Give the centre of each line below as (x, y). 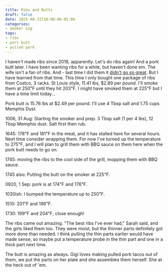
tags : (11, 33)
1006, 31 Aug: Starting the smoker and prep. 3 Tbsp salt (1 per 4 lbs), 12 (79, 118)
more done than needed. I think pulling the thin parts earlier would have (79, 234)
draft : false (19, 15)
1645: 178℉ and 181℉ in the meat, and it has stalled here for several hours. (83, 133)
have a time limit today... (30, 94)
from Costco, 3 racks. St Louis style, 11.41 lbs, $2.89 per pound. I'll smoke (81, 83)
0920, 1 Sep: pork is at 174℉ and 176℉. (46, 184)
